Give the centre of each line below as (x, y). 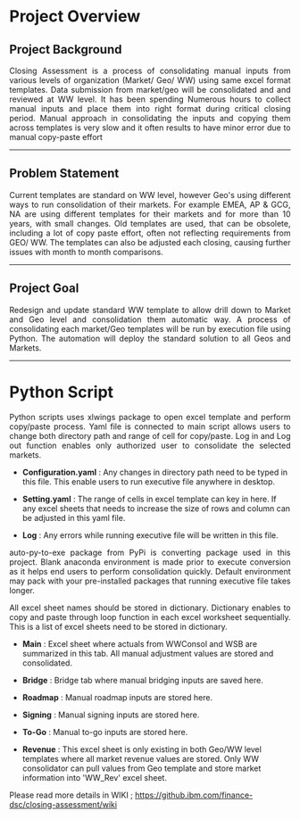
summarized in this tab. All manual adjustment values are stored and (148, 653)
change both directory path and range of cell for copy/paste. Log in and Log (150, 435)
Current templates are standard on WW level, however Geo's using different (150, 194)
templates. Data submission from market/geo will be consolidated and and (150, 90)
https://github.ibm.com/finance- (194, 795)
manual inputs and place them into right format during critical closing (150, 108)
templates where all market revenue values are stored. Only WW (140, 758)
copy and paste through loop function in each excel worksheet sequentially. (150, 616)
